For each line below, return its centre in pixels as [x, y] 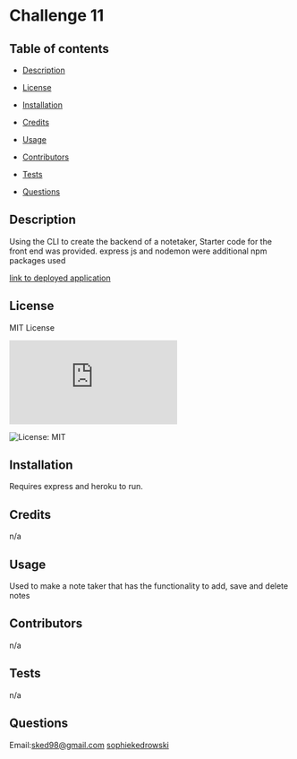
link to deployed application [60, 278]
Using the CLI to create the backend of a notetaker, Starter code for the [141, 241]
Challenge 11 [57, 16]
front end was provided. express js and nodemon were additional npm [138, 251]
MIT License [32, 327]
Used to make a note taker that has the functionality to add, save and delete [149, 586]
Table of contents [59, 49]
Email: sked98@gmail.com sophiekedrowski [89, 745]
